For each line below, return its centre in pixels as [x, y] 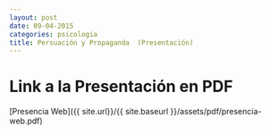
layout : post [34, 17]
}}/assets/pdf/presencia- [216, 112]
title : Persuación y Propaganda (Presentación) [101, 42]
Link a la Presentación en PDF [121, 87]
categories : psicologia [54, 34]
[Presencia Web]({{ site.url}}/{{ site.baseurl [89, 112]
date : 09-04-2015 [42, 26]
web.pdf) [26, 121]
